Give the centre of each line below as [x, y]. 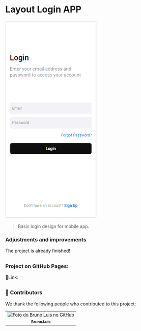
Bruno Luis [41, 322]
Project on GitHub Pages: [37, 266]
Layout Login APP [43, 9]
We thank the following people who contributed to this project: [71, 304]
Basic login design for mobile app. [53, 226]
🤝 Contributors [24, 293]
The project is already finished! [38, 251]
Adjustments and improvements [46, 239]
